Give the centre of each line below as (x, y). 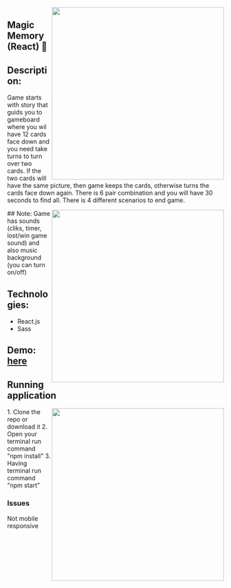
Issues (19, 503)
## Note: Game (29, 214)
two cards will (27, 178)
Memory (26, 36)
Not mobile (23, 518)
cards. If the (24, 171)
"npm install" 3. (29, 456)
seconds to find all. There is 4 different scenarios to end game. (96, 200)
